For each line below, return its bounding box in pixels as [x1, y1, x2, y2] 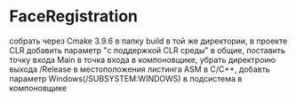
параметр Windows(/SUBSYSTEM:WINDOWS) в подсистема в [9, 73, 243, 83]
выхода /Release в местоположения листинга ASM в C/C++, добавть [9, 64, 270, 75]
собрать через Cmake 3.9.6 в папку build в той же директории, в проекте [9, 35, 288, 46]
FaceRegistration [9, 6, 139, 27]
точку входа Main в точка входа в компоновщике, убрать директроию [9, 54, 276, 65]
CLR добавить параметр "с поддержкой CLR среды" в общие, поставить [9, 44, 286, 55]
